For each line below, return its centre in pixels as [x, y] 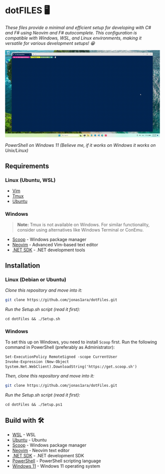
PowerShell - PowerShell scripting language [57, 461]
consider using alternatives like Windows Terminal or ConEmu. [80, 230]
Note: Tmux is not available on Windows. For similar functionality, [83, 225]
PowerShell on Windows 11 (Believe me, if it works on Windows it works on [81, 145]
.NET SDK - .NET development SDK [48, 455]
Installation [23, 265]
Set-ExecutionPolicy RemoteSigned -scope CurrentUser [61, 357]
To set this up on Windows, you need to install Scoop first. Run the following [81, 342]
